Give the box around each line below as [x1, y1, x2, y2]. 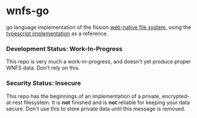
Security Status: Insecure [6, 79, 81, 87]
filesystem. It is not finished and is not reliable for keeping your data [23, 99, 190, 106]
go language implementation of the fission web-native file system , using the [6, 24, 191, 31]
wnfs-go [6, 4, 49, 18]
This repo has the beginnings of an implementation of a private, [6, 93, 161, 100]
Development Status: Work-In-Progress [6, 44, 123, 53]
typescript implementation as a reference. [6, 29, 108, 37]
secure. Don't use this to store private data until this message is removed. [6, 105, 186, 112]
